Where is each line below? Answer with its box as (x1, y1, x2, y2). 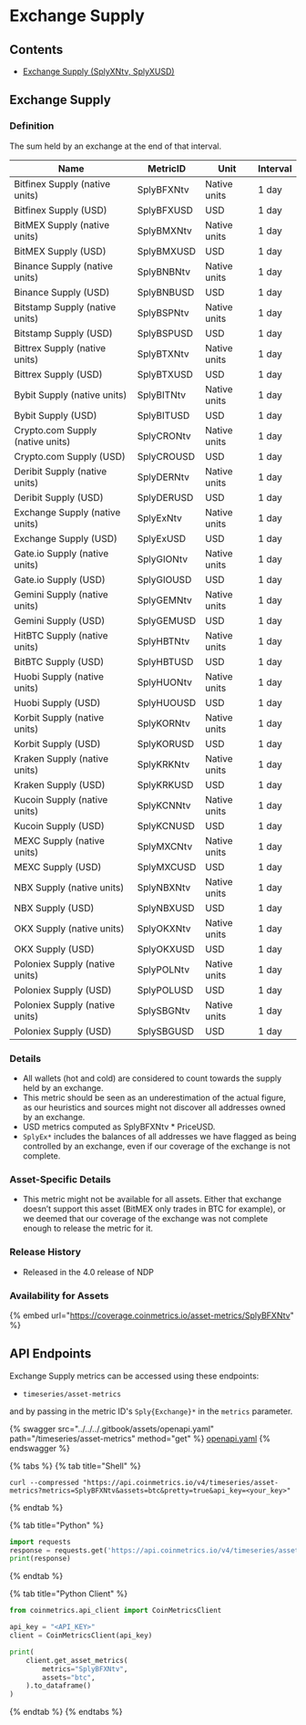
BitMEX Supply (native (14, 218, 110, 231)
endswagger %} (9, 1442, 70, 1453)
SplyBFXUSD (137, 203, 194, 216)
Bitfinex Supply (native (14, 177, 111, 190)
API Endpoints (9, 1346, 92, 1362)
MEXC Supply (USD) (14, 860, 102, 873)
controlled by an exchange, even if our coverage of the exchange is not (22, 1140, 291, 1151)
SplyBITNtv (137, 389, 187, 401)
